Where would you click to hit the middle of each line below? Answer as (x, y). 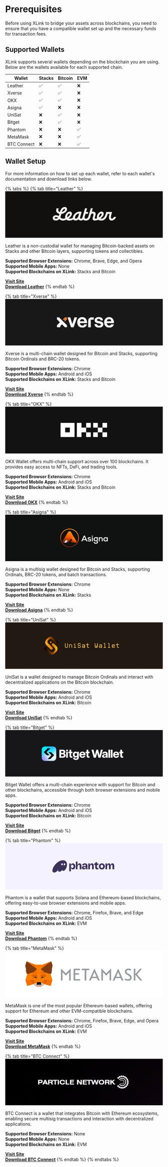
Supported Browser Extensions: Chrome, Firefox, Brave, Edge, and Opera (82, 1020)
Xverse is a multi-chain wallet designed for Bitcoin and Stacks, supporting (81, 354)
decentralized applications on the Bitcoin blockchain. (59, 682)
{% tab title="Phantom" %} (33, 840)
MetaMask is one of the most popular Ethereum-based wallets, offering (79, 1005)
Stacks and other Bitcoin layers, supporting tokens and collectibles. (74, 251)
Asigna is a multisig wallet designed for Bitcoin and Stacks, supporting (77, 569)
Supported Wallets (35, 49)
